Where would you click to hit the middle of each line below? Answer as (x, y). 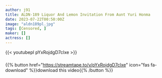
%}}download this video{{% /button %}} (71, 70)
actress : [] (18, 38)
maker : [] (16, 33)
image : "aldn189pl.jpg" (30, 24)
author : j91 (18, 10)
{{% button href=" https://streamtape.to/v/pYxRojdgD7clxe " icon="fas (77, 65)
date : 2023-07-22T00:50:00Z (35, 19)
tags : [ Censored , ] (26, 29)
